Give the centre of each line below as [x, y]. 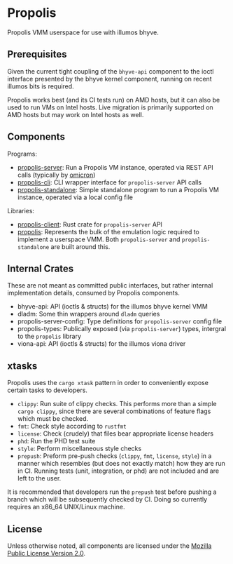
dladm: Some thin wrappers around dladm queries [89, 314]
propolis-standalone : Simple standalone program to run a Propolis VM [118, 189]
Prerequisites [37, 54]
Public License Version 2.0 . [47, 553]
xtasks [22, 366]
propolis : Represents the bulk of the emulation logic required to [108, 231]
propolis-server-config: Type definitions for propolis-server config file [120, 321]
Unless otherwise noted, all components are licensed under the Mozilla [110, 546]
